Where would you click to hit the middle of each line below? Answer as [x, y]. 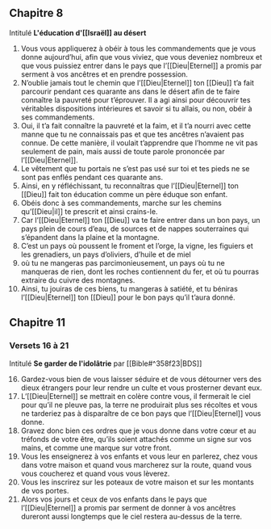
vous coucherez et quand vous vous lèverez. [95, 473]
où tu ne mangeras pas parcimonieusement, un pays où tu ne [123, 262]
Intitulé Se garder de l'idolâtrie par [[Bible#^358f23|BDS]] [106, 363]
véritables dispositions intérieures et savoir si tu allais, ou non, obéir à [136, 108]
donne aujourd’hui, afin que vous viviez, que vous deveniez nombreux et [142, 57]
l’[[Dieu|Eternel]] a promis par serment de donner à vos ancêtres [128, 507]
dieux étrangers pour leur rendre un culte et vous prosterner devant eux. [142, 388]
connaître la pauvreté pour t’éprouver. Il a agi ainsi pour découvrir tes [135, 99]
